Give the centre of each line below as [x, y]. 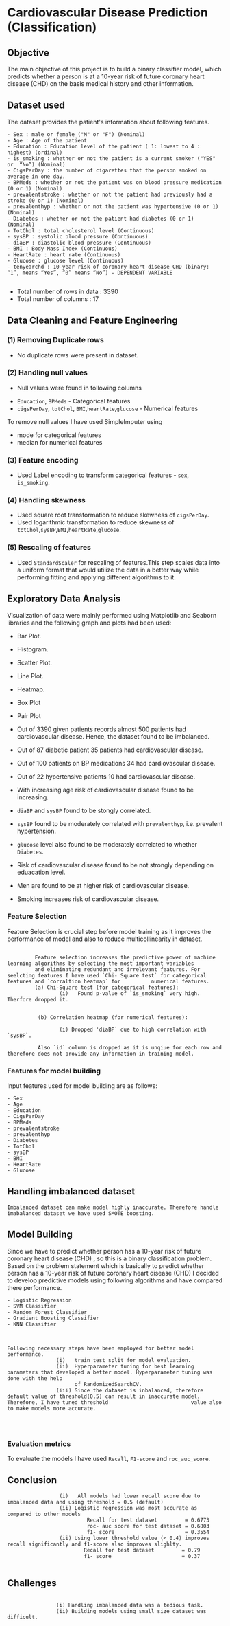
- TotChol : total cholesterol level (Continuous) [81, 231]
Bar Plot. [29, 636]
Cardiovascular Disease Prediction [108, 13]
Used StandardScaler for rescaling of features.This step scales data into [118, 562]
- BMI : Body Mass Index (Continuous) [62, 249]
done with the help [35, 1378]
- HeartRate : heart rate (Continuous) [64, 255]
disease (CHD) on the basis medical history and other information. [100, 83]
